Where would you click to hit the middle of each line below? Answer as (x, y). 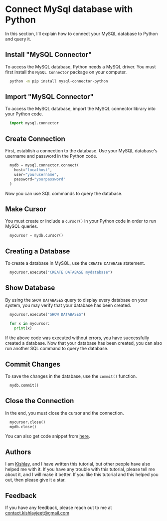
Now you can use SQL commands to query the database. (64, 193)
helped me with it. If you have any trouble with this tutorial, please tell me (80, 469)
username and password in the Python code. (51, 156)
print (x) (23, 328)
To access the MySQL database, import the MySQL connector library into (81, 109)
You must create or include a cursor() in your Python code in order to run (81, 221)
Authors (18, 452)
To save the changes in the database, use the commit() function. (71, 376)
